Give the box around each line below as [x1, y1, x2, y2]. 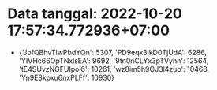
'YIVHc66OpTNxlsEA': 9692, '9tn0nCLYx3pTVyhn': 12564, [18, 56, 209, 66]
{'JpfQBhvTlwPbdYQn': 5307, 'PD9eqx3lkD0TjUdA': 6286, [18, 47, 207, 57]
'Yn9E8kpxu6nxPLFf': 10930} [18, 73, 115, 82]
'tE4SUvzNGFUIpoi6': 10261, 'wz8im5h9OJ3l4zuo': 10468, [18, 64, 210, 73]
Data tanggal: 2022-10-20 [7, 5, 182, 23]
